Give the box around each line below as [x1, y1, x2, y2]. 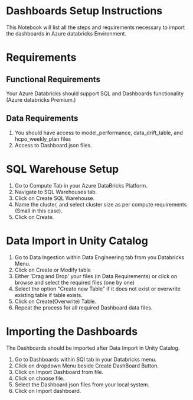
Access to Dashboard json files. [14, 141, 93, 149]
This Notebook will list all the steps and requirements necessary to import [6, 24, 185, 31]
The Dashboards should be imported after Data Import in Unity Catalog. [6, 344, 180, 351]
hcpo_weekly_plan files [14, 135, 71, 143]
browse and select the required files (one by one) [14, 279, 135, 286]
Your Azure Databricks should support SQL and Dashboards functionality [6, 90, 184, 97]
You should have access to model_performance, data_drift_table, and [14, 129, 183, 136]
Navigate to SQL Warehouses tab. [14, 188, 97, 195]
